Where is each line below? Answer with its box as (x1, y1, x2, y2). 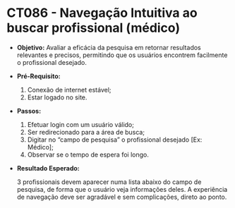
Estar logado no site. (27, 93, 88, 102)
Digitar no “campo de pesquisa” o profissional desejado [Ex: (27, 135, 203, 144)
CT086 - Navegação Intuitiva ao (6, 5, 198, 21)
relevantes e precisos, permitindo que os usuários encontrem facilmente (16, 51, 228, 59)
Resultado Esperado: (16, 164, 80, 172)
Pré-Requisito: (16, 72, 61, 80)
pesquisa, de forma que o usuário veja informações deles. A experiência (16, 185, 228, 193)
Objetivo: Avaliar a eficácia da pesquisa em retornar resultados (16, 43, 202, 51)
